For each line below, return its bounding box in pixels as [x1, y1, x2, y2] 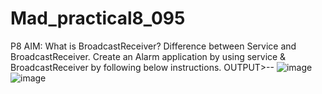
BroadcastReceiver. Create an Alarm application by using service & [10, 50, 287, 62]
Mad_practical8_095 [10, 7, 186, 30]
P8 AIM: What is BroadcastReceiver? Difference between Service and [10, 40, 297, 52]
